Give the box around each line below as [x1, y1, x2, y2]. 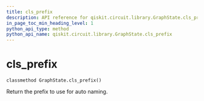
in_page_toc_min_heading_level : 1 [6, 20, 94, 26]
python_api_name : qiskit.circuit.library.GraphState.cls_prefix [6, 31, 172, 37]
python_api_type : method [6, 25, 69, 32]
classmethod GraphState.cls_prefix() [6, 77, 102, 83]
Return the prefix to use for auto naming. [6, 88, 108, 96]
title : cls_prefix [6, 8, 53, 15]
